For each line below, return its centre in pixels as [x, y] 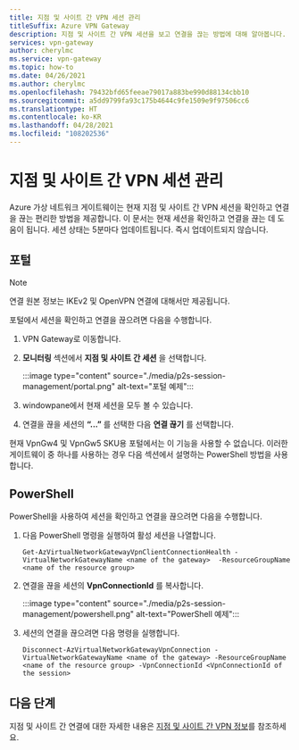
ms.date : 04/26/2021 [48, 76]
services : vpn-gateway [51, 42]
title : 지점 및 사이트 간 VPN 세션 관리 [75, 17]
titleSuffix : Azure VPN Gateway [69, 26]
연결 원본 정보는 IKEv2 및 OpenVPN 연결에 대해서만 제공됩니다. [120, 301]
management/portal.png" [69, 386]
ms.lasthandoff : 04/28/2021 [62, 126]
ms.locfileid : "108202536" [59, 134]
